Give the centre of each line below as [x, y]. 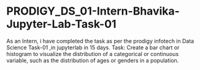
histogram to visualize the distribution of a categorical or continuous [93, 54]
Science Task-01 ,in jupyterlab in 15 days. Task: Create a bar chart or [93, 47]
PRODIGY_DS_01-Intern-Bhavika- [93, 11]
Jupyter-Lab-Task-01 [61, 24]
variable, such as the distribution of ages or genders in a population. [93, 60]
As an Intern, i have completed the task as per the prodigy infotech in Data [100, 41]
